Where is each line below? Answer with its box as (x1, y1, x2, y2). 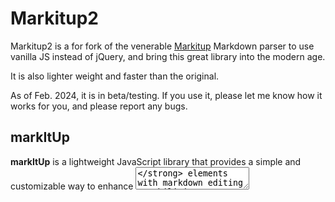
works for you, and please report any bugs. (10, 100, 188, 112)
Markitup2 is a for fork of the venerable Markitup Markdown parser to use (10, 40, 315, 52)
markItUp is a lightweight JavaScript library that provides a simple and (10, 155, 302, 167)
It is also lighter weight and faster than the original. (10, 70, 220, 82)
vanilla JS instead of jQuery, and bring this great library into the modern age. (10, 50, 326, 62)
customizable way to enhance (10, 180, 134, 192)
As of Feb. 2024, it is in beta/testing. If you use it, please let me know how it (10, 89, 323, 101)
